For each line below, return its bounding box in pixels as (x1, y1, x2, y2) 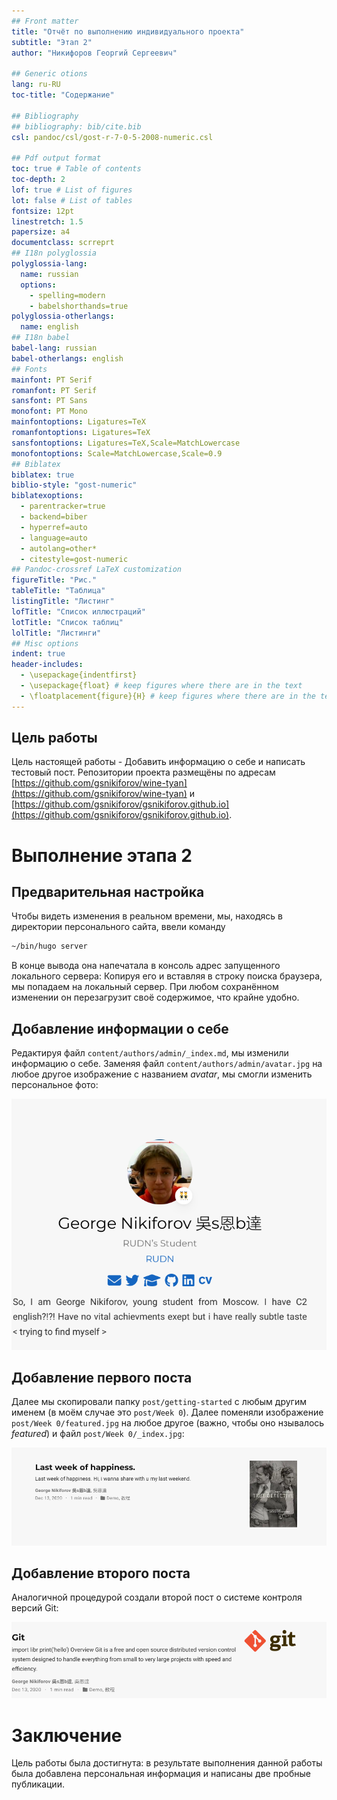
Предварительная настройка (11, 884, 205, 901)
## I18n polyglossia (11, 248, 98, 259)
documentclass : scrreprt (11, 238, 115, 248)
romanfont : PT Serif (11, 385, 98, 395)
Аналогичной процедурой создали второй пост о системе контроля (11, 1591, 303, 1604)
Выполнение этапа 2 (11, 844, 193, 867)
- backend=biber (20, 512, 88, 522)
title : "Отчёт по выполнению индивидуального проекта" (11, 26, 245, 37)
